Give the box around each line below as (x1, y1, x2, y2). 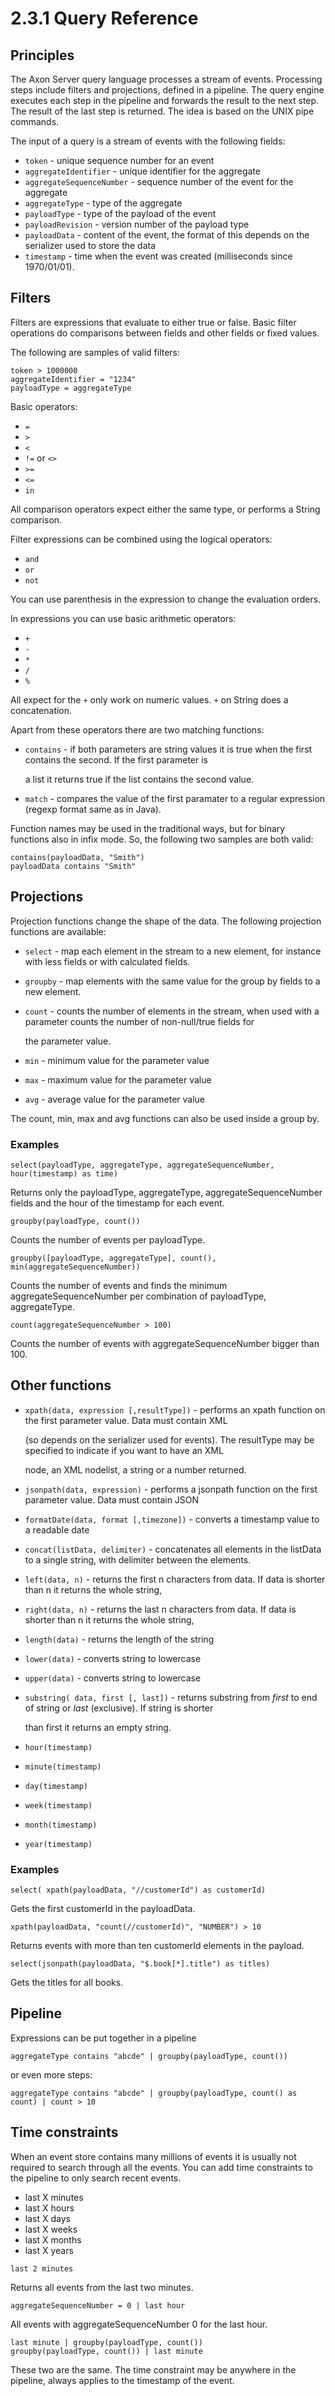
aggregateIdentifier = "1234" (10, 374, 137, 384)
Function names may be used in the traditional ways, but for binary (10, 822, 286, 834)
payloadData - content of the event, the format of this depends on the (24, 229, 310, 241)
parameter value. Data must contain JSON (24, 1493, 200, 1506)
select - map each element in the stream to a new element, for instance (24, 945, 322, 957)
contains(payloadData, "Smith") (10, 852, 145, 862)
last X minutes (24, 2191, 84, 2203)
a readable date (24, 1523, 90, 1536)
